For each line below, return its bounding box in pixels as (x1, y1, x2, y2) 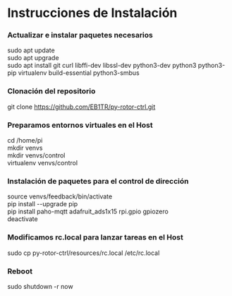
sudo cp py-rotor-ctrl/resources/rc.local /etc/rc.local (7, 249, 160, 257)
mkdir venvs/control (7, 151, 66, 160)
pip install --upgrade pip (7, 200, 78, 208)
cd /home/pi (7, 136, 43, 145)
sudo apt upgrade (7, 54, 59, 62)
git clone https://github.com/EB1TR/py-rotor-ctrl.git (7, 102, 156, 111)
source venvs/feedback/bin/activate (7, 192, 113, 201)
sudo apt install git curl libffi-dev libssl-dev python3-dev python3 (7, 61, 197, 70)
